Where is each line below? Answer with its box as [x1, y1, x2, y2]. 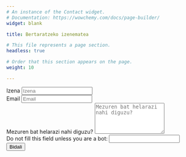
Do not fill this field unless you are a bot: [6, 134, 108, 142]
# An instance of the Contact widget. [6, 9, 105, 15]
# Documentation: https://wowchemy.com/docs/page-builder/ [6, 15, 160, 21]
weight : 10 [6, 65, 34, 71]
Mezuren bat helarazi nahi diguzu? [6, 128, 94, 135]
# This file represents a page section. [6, 42, 111, 49]
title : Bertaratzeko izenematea [6, 31, 89, 37]
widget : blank [6, 20, 43, 26]
